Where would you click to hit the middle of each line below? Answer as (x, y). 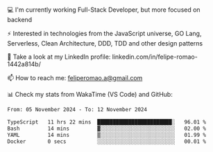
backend (20, 20)
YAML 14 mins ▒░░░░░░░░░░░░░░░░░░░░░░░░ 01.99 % (107, 135)
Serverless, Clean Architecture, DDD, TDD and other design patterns (105, 43)
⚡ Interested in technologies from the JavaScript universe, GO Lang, (104, 34)
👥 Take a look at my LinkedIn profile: (59, 57)
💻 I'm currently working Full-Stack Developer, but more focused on (104, 10)
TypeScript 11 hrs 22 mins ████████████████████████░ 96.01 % (107, 122)
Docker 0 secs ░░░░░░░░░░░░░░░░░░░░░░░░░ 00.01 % (107, 141)
